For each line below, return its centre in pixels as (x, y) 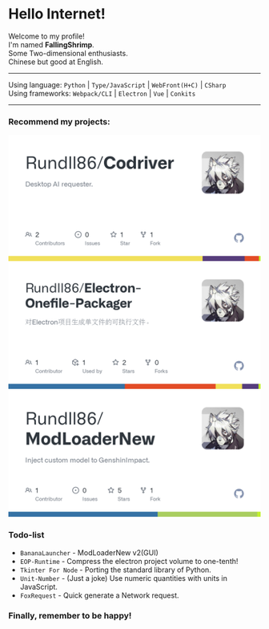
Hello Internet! (57, 14)
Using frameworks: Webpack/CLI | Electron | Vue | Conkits (102, 93)
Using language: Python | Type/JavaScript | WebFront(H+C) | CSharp (117, 84)
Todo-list (26, 535)
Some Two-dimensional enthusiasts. (68, 53)
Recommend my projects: (59, 121)
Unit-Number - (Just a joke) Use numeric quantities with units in (124, 578)
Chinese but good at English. (56, 62)
